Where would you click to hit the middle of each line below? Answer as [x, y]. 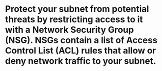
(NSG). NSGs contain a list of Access [81, 40]
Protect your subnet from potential [77, 9]
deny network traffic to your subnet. [81, 61]
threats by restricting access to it [74, 19]
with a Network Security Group [69, 30]
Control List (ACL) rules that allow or [81, 51]
